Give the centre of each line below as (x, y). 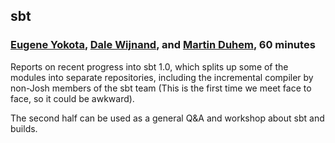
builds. (24, 128)
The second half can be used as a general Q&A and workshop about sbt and (167, 118)
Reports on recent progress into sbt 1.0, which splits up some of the (149, 66)
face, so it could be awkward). (72, 98)
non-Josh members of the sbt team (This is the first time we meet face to (161, 88)
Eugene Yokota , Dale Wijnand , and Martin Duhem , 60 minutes (163, 45)
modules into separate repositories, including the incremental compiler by (162, 77)
